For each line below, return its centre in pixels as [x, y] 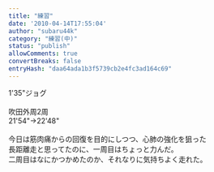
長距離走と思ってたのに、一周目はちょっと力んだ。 [93, 149]
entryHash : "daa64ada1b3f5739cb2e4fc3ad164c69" [90, 69]
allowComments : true [43, 54]
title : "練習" [31, 16]
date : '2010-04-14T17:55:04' [58, 24]
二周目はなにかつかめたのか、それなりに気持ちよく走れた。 [108, 159]
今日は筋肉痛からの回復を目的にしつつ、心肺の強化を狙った [107, 139]
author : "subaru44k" [43, 31]
